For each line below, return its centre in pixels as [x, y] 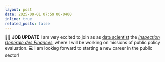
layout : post [19, 10]
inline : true [19, 19]
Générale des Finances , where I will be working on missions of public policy [82, 43]
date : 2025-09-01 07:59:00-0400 [38, 14]
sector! [12, 55]
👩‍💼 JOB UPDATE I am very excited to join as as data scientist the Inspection [82, 37]
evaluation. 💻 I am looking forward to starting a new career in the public [79, 48]
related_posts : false [27, 23]
